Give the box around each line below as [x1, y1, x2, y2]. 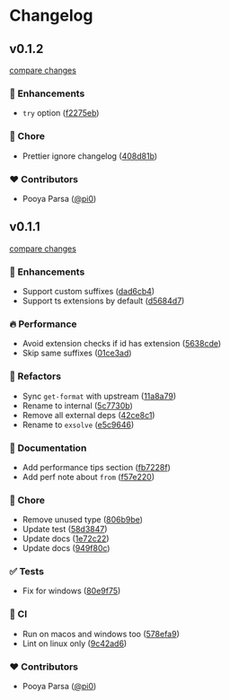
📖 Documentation [9, 442, 87, 454]
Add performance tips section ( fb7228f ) [22, 461, 171, 472]
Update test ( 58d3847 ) [22, 524, 108, 535]
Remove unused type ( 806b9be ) [22, 514, 144, 525]
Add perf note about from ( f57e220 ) [22, 471, 155, 482]
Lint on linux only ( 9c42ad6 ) [22, 638, 128, 649]
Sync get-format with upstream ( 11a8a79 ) [22, 390, 177, 401]
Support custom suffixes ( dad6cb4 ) [22, 286, 155, 296]
